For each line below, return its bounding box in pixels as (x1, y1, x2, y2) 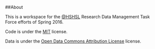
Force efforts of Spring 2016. (5, 19, 64, 25)
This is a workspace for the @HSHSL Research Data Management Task (5, 14, 150, 19)
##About (5, 4, 23, 10)
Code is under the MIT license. (5, 29, 68, 34)
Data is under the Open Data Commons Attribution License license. (5, 38, 142, 44)
